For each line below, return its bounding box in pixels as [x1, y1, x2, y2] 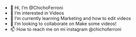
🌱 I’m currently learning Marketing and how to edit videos [10, 15, 131, 21]
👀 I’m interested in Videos [10, 10, 64, 16]
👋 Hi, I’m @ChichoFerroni [10, 5, 63, 10]
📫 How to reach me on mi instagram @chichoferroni [10, 26, 122, 32]
